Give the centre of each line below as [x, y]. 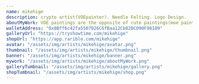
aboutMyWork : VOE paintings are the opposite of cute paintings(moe [92, 22]
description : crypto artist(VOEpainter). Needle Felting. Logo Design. [96, 17]
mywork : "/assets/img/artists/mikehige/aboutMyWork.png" [78, 61]
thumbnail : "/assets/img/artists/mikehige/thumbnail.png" [79, 50]
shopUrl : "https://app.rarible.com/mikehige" [63, 39]
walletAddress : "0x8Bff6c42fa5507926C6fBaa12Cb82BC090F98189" [84, 28]
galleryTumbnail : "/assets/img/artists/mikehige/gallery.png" [84, 67]
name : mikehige [25, 12]
